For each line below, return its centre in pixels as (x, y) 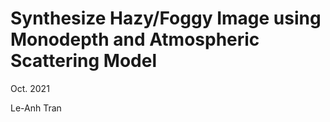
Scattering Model (83, 61)
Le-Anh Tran (36, 108)
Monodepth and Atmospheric (135, 39)
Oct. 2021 (30, 88)
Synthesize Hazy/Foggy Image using (166, 18)
